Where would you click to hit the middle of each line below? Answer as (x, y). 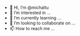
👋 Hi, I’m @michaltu (29, 8)
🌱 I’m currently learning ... (35, 18)
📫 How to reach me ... (32, 28)
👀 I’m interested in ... (30, 13)
